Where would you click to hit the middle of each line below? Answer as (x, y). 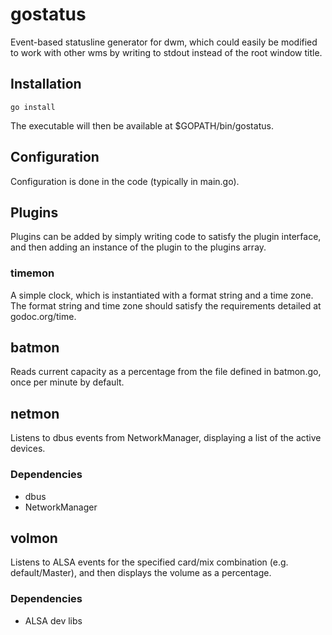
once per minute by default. (67, 382)
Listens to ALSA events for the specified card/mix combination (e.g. (149, 562)
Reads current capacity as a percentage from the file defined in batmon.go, (166, 372)
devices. (28, 449)
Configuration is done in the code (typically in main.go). (125, 181)
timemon (32, 273)
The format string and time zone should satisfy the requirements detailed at (166, 305)
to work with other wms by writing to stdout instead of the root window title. (166, 52)
